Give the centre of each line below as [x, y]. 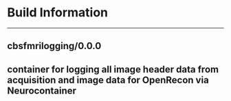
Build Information [58, 13]
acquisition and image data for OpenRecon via [108, 80]
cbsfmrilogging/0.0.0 [54, 46]
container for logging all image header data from [113, 69]
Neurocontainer [42, 90]
